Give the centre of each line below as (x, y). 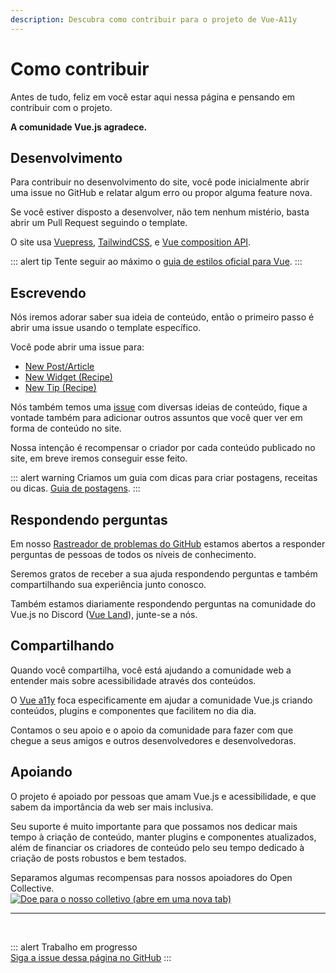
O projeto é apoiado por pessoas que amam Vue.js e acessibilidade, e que (163, 796)
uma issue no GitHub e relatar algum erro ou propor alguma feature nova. (161, 193)
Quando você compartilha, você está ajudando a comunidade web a (151, 670)
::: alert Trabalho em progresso (74, 947)
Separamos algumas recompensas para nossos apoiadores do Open (151, 877)
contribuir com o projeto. (61, 107)
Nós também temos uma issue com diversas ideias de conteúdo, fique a (159, 407)
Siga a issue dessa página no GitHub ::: (91, 957)
